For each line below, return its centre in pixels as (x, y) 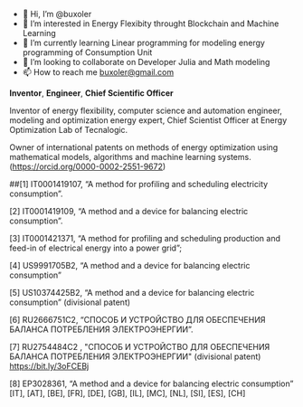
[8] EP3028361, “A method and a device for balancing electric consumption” (151, 383)
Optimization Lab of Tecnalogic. (69, 130)
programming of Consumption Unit (87, 52)
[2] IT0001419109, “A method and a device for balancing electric (129, 211)
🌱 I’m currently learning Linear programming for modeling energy (143, 43)
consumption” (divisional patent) (70, 302)
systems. (234, 157)
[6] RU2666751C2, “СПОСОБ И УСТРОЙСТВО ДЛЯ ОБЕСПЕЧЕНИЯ (137, 320)
